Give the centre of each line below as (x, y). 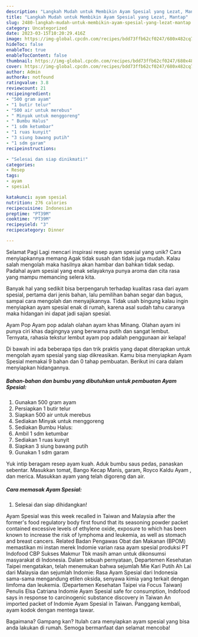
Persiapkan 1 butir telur (42, 408)
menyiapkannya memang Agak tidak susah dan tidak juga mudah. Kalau (93, 258)
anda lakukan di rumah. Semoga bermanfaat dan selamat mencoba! (88, 628)
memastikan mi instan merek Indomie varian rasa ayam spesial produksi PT (97, 547)
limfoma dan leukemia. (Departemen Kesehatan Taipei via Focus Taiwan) (94, 585)
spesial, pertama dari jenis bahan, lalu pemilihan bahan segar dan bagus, (95, 295)
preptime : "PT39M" (29, 214)
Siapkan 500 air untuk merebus (53, 415)
